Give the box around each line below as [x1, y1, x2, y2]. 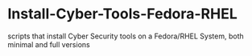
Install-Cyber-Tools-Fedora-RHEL [7, 5, 238, 23]
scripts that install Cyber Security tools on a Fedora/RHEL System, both [7, 31, 244, 41]
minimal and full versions [7, 39, 90, 49]
